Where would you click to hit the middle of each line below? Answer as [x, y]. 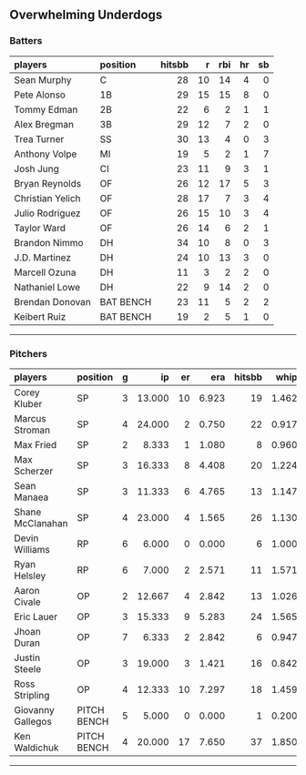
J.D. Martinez [42, 257]
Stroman [32, 430]
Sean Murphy [43, 79]
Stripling [32, 695]
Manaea [31, 497]
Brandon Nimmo [49, 242]
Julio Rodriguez [47, 213]
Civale [27, 602]
